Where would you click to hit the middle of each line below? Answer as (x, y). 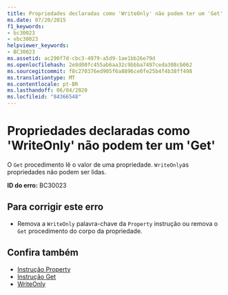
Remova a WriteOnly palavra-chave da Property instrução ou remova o (117, 223)
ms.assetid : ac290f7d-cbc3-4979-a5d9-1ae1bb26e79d (81, 59)
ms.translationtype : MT (41, 78)
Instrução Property (44, 269)
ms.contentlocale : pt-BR (43, 84)
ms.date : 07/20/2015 (37, 20)
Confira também (43, 253)
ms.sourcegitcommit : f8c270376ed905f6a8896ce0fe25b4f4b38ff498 (100, 71)
